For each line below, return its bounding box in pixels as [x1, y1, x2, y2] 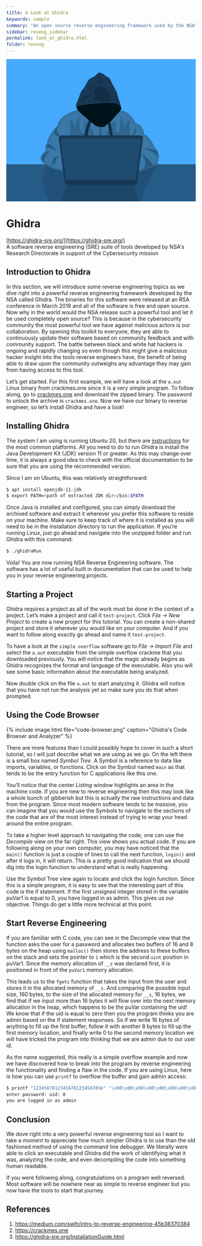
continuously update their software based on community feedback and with [6, 334, 194, 341]
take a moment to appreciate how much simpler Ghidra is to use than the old [6, 1137, 195, 1144]
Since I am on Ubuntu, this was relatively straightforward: [6, 474, 148, 481]
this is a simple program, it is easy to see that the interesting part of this [6, 881, 184, 888]
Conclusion [6, 1114, 50, 1124]
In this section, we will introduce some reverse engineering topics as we [6, 283, 185, 290]
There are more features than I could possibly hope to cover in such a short [6, 744, 194, 751]
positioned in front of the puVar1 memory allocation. [6, 966, 134, 973]
